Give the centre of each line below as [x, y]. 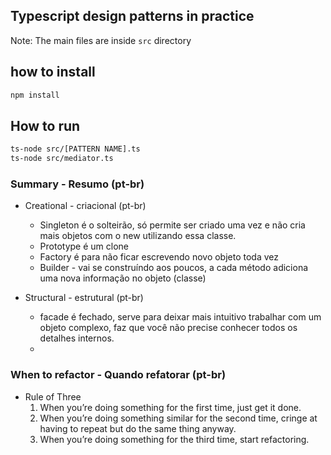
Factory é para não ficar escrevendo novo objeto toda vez [159, 257]
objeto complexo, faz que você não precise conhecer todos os [168, 328]
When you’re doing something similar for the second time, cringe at [178, 418]
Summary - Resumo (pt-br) [77, 184]
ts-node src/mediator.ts [62, 159]
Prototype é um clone [84, 246]
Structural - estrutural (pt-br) [84, 298]
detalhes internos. [77, 338]
